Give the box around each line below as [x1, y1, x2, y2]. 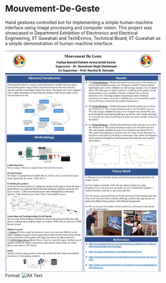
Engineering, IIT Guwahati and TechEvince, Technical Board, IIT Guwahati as [5, 35, 161, 41]
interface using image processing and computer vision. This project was [5, 24, 152, 30]
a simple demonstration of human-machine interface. [5, 40, 114, 46]
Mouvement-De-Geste [5, 3, 100, 14]
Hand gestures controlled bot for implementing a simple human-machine [5, 19, 153, 25]
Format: [5, 272, 21, 278]
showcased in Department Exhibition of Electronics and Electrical [5, 30, 138, 36]
